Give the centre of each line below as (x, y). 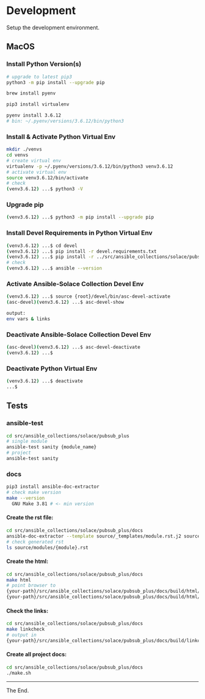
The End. (18, 690)
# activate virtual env (37, 172)
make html (19, 580)
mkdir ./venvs (24, 149)
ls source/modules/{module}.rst (47, 547)
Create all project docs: (37, 654)
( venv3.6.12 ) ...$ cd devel (42, 246)
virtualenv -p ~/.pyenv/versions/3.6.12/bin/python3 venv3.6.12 (90, 166)
